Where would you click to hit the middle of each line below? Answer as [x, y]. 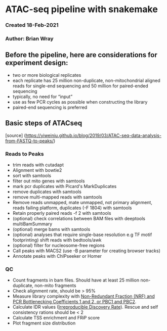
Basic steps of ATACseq [44, 123]
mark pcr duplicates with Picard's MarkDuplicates [65, 186]
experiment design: [37, 63]
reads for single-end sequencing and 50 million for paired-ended [80, 86]
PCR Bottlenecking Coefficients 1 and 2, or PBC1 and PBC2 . [74, 302]
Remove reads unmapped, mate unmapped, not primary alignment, [82, 202]
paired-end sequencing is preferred [50, 107]
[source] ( [16, 135]
